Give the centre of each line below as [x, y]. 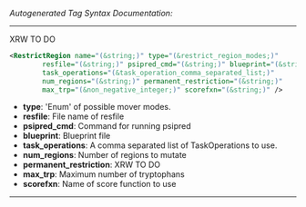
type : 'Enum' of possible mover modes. [97, 107]
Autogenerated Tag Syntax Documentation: [91, 13]
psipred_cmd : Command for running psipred [107, 126]
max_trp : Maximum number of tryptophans [103, 174]
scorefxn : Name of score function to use [99, 184]
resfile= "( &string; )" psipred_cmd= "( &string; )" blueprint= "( [161, 64]
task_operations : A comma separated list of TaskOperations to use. [150, 145]
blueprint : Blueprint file [66, 136]
